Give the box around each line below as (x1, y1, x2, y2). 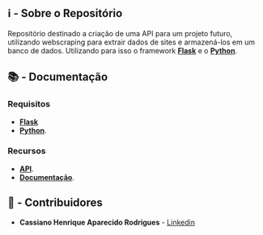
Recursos (7, 145, 46, 157)
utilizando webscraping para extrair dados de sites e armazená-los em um (7, 37, 256, 47)
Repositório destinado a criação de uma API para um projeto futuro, (7, 28, 233, 38)
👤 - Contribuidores (7, 196, 103, 210)
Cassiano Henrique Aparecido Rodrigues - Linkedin (19, 217, 196, 227)
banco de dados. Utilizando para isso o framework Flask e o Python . (7, 45, 238, 55)
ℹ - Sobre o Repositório (7, 6, 123, 20)
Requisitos (7, 99, 50, 110)
